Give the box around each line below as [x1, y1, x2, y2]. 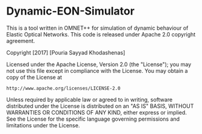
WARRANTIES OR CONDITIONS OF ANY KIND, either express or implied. [6, 109, 187, 116]
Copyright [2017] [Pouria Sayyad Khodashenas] [6, 49, 126, 56]
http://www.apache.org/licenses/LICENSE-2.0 [6, 85, 121, 92]
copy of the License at [6, 73, 62, 81]
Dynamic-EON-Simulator [6, 4, 135, 18]
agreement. [6, 37, 35, 44]
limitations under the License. [6, 121, 80, 129]
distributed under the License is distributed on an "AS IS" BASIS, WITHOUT [6, 102, 194, 110]
